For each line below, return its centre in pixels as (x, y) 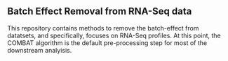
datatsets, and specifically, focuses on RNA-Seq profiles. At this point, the (114, 35)
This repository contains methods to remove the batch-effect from (103, 28)
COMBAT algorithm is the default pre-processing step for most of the (107, 43)
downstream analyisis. (40, 50)
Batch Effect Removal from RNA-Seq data (100, 11)
